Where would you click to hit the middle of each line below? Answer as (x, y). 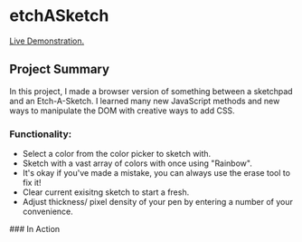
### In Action (35, 229)
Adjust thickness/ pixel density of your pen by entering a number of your (158, 202)
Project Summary (60, 69)
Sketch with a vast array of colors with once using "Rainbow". (137, 163)
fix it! (32, 183)
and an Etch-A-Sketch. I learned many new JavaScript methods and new (145, 101)
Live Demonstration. (47, 41)
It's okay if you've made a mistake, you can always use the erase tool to (156, 173)
